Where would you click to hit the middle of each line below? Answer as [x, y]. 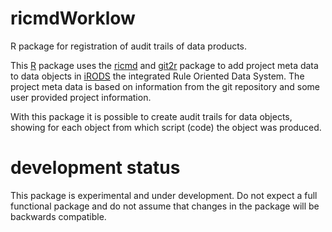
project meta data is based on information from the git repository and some [165, 86]
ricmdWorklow [73, 18]
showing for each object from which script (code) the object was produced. [166, 127]
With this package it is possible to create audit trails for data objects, [151, 116]
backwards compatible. [58, 216]
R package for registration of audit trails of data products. [129, 46]
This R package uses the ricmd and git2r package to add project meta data [164, 65]
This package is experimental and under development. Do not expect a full [164, 195]
